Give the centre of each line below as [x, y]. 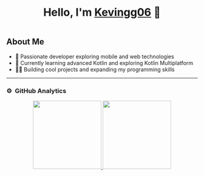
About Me [25, 42]
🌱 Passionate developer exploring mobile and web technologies [94, 56]
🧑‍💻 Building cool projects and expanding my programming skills [95, 69]
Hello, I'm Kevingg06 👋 [102, 12]
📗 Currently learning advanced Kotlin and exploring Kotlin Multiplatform [104, 63]
